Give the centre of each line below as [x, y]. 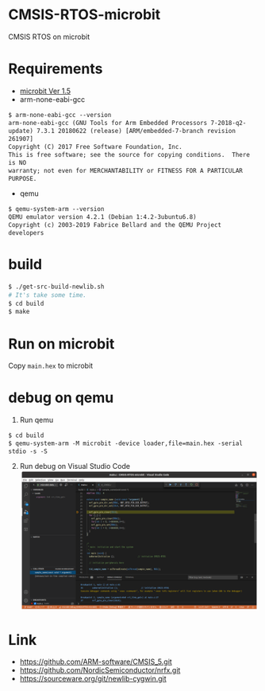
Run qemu [36, 420]
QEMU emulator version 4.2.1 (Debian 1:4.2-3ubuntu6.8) [102, 217]
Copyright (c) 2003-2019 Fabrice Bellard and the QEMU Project [115, 224]
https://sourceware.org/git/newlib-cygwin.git [93, 679]
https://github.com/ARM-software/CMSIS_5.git [96, 662]
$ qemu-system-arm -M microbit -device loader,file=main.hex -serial [126, 443]
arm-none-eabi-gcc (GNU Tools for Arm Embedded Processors [108, 123]
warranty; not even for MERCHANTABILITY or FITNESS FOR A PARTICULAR [126, 170]
